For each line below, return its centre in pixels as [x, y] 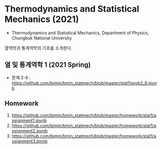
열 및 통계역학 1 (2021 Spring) [48, 65]
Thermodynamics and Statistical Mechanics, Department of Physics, [80, 33]
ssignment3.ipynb [29, 141]
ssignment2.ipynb [30, 130]
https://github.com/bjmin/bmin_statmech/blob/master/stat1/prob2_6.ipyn [84, 83]
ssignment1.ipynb [29, 120]
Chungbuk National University [42, 38]
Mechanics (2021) [42, 19]
